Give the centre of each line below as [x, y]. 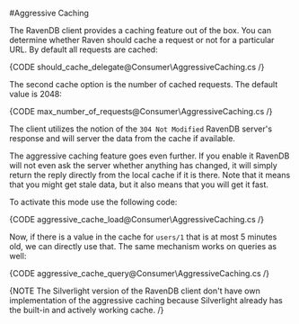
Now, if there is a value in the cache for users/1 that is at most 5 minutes [143, 237]
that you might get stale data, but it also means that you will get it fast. [139, 184]
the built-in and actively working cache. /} [87, 310]
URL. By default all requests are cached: [84, 49]
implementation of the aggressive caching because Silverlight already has [146, 300]
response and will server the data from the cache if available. [123, 138]
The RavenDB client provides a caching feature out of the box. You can [141, 30]
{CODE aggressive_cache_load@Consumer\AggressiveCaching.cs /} [137, 219]
